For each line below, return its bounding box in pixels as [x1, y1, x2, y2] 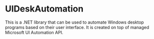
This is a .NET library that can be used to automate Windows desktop [5, 19, 144, 25]
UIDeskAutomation [5, 3, 84, 14]
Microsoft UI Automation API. [5, 29, 63, 35]
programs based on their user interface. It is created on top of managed [5, 24, 150, 30]
